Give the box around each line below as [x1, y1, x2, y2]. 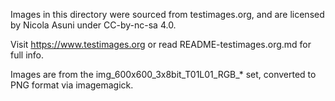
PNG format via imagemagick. [10, 79, 134, 91]
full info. [10, 49, 45, 61]
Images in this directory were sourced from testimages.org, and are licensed [10, 9, 325, 20]
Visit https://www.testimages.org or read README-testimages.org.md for [10, 39, 312, 50]
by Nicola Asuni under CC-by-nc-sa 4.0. [10, 19, 177, 31]
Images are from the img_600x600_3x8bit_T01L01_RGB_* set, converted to [10, 69, 317, 80]
